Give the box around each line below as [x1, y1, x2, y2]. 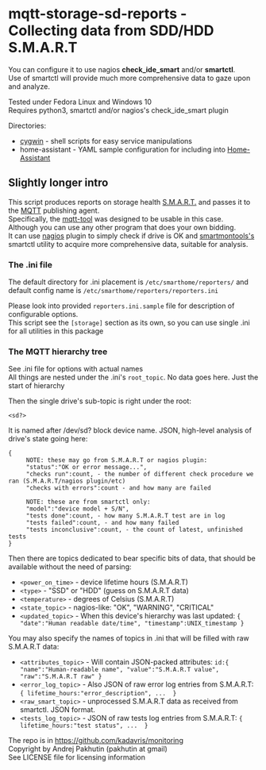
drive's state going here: [8, 434, 88, 444]
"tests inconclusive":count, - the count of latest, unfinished [25, 526, 244, 534]
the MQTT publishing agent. [8, 206, 100, 215]
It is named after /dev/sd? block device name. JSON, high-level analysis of [8, 425, 253, 435]
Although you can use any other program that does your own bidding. [8, 222, 237, 232]
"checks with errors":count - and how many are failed [25, 484, 212, 492]
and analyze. [8, 81, 50, 91]
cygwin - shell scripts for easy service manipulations [19, 136, 193, 145]
